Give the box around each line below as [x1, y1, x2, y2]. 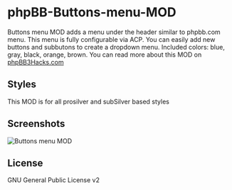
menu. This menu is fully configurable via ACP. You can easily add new [7, 35, 216, 43]
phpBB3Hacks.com [7, 57, 64, 66]
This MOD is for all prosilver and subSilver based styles [7, 97, 169, 106]
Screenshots [7, 118, 65, 130]
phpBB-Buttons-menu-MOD [7, 4, 176, 21]
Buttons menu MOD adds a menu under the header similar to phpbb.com [7, 28, 221, 36]
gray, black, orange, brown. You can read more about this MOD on [7, 50, 202, 59]
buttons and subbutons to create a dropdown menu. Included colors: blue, [7, 43, 226, 51]
